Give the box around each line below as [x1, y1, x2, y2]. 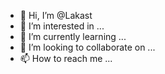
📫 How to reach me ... [19, 53, 113, 64]
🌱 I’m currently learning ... [19, 31, 127, 42]
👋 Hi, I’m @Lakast [19, 10, 93, 21]
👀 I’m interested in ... [19, 20, 105, 32]
